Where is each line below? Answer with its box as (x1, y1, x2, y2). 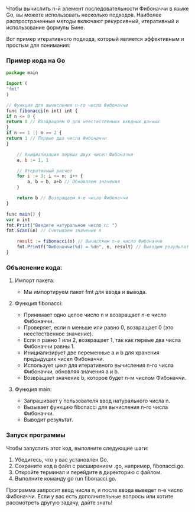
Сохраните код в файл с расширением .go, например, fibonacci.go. (14, 462, 185, 469)
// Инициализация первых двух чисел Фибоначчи (17, 151, 134, 158)
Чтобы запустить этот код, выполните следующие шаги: (6, 444, 149, 452)
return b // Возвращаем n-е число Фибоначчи (17, 195, 128, 201)
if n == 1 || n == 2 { (6, 130, 62, 136)
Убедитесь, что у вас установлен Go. (14, 456, 109, 463)
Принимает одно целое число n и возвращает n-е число (23, 311, 167, 319)
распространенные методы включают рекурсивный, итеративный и (6, 18, 179, 24)
